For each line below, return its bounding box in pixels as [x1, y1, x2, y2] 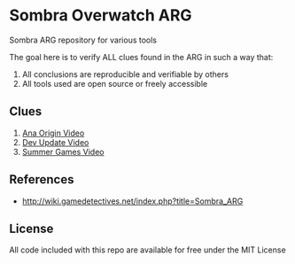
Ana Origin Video [21, 128, 85, 138]
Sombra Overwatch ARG [9, 5, 192, 26]
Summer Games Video [21, 146, 105, 157]
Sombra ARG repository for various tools [9, 35, 158, 45]
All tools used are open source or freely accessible [21, 78, 208, 89]
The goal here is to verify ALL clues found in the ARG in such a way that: [9, 51, 274, 62]
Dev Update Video [21, 136, 89, 147]
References [9, 172, 74, 187]
